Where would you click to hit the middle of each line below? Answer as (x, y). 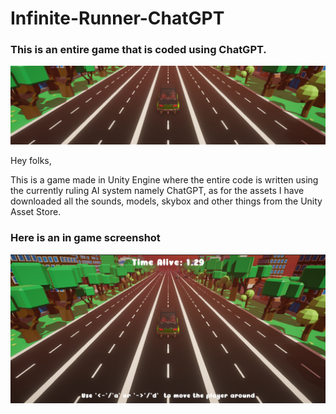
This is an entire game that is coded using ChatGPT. (138, 50)
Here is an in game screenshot (85, 238)
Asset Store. (36, 212)
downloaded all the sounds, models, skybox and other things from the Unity (166, 201)
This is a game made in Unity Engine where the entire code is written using (164, 180)
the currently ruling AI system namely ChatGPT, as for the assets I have (157, 191)
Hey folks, (31, 161)
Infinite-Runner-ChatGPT (117, 18)
